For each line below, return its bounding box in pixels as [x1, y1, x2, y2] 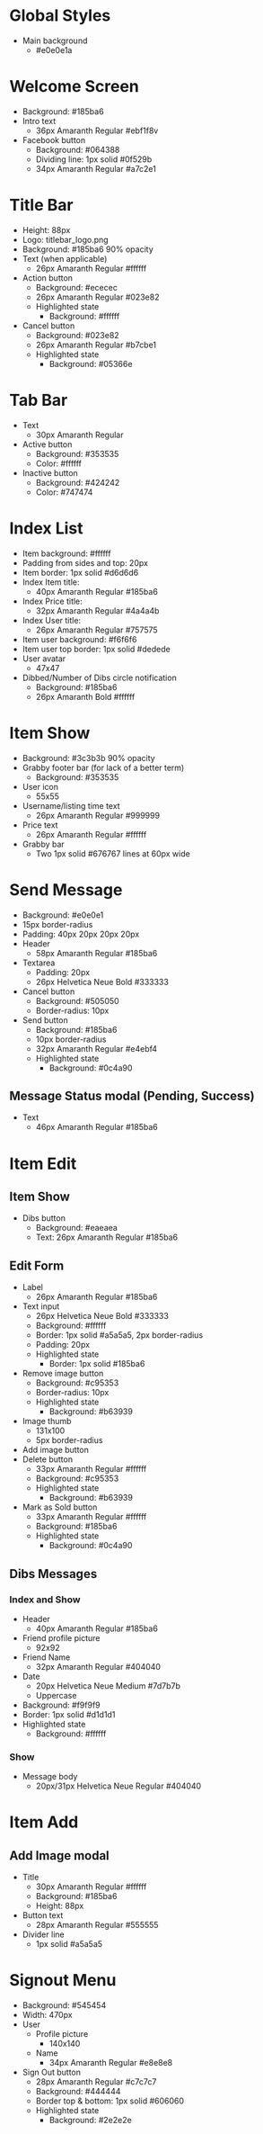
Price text [22, 820, 58, 830]
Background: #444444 [35, 2086, 121, 2097]
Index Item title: [22, 577, 80, 587]
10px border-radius [35, 1034, 107, 1045]
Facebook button [22, 134, 86, 145]
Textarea [22, 957, 56, 968]
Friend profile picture [22, 1632, 101, 1643]
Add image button [22, 1445, 90, 1456]
